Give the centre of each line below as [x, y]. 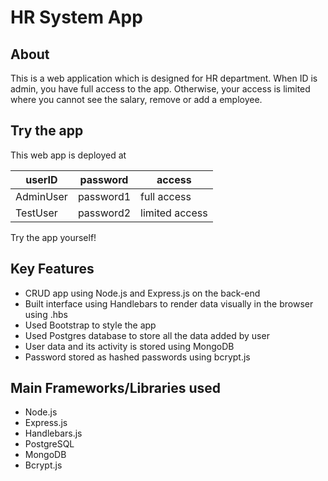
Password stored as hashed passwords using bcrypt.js [137, 357]
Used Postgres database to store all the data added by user [147, 335]
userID [41, 179]
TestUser [36, 213]
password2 [104, 213]
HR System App [76, 17]
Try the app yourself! [53, 237]
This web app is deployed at [68, 155]
